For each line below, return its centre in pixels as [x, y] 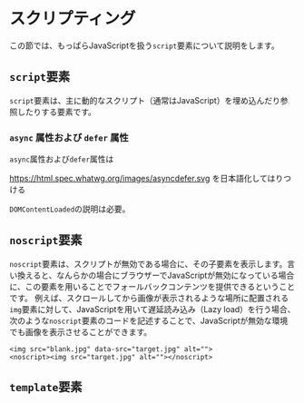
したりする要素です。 [57, 112]
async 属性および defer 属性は [62, 159]
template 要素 [46, 387]
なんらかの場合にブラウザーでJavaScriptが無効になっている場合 [176, 275]
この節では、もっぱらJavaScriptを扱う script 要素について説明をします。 [144, 45]
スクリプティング [73, 19]
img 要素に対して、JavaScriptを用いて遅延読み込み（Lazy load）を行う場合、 [152, 309]
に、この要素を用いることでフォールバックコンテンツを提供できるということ [152, 286]
